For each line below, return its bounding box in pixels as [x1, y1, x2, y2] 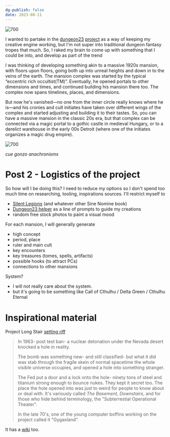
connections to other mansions [12, 264, 78, 270]
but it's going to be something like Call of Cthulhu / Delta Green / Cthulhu [12, 289, 165, 295]
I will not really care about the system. [12, 283, 92, 290]
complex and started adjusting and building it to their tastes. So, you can [5, 110, 157, 116]
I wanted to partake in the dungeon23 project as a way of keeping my [5, 36, 151, 42]
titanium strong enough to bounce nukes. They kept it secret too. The [17, 380, 163, 386]
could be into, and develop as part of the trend [5, 52, 103, 58]
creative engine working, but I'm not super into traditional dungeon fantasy [5, 41, 162, 47]
